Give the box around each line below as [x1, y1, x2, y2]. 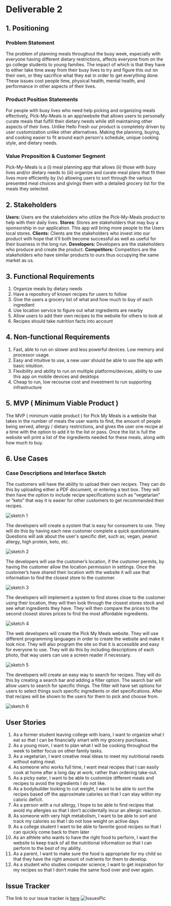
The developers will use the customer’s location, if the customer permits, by [6, 559, 164, 565]
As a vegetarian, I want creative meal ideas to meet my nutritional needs [13, 753, 164, 759]
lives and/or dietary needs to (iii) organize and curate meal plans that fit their [6, 170, 166, 176]
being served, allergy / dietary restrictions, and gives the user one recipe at [6, 423, 163, 429]
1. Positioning [6, 24, 49, 33]
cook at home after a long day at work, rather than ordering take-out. [13, 770, 158, 776]
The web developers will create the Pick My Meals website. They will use [6, 630, 159, 637]
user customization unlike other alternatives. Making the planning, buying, [6, 129, 160, 135]
